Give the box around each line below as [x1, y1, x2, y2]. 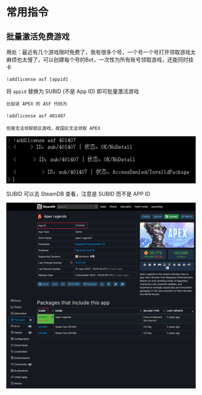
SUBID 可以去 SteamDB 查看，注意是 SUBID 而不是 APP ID [6, 190, 150, 197]
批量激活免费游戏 [6, 31, 70, 42]
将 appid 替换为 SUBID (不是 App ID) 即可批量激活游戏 [6, 88, 139, 95]
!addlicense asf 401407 [6, 113, 66, 119]
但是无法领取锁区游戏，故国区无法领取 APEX [6, 125, 100, 131]
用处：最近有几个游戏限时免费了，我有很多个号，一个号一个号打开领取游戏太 [6, 49, 196, 55]
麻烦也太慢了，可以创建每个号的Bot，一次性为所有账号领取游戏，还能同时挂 [6, 56, 194, 63]
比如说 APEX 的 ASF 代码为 [6, 101, 67, 107]
